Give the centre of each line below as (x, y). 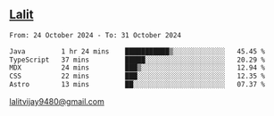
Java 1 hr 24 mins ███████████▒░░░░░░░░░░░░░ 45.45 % (137, 51)
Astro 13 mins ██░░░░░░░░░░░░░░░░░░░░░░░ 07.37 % (137, 85)
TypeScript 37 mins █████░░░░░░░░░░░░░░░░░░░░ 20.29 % (137, 60)
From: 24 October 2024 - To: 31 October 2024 (95, 35)
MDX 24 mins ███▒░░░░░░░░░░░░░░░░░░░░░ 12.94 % (137, 68)
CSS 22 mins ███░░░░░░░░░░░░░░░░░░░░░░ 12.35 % (137, 76)
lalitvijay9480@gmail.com (57, 102)
